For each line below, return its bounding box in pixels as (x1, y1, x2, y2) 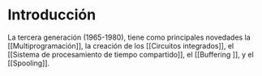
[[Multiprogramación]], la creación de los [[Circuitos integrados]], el (7, 40, 234, 50)
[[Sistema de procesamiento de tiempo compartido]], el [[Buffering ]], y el (7, 49, 255, 59)
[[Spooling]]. (7, 58, 50, 68)
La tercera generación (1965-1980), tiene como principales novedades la (7, 32, 251, 42)
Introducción (7, 6, 97, 24)
